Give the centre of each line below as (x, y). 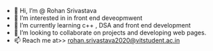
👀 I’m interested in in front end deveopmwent (78, 18)
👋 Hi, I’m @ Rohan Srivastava (55, 11)
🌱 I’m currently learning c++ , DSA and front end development (102, 25)
